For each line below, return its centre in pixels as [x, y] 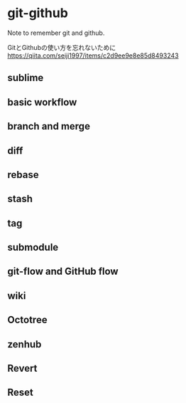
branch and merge [49, 126]
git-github [38, 13]
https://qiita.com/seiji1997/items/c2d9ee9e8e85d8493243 [93, 56]
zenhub [24, 344]
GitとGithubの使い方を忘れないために [61, 47]
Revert [22, 368]
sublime [26, 78]
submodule [33, 247]
